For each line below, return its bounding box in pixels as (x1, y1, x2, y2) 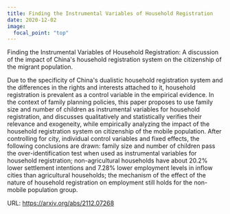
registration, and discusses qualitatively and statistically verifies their (7, 113, 203, 121)
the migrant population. (7, 63, 73, 71)
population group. (27, 186, 78, 194)
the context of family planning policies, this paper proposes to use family (7, 98, 214, 107)
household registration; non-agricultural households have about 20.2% (7, 156, 208, 165)
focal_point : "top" (13, 29, 69, 36)
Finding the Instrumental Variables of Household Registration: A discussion (7, 48, 219, 56)
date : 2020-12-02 (7, 17, 57, 23)
